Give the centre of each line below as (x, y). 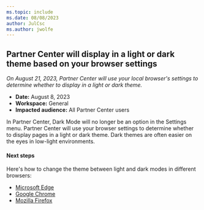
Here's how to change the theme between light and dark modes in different (101, 169)
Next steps (21, 155)
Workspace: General (42, 103)
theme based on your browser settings (82, 64)
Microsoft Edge (35, 187)
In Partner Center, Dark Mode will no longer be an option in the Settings (96, 122)
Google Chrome (35, 194)
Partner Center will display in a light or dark (91, 54)
